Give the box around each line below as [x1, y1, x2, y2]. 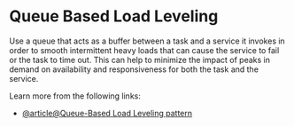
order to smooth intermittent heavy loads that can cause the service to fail [9, 44, 280, 55]
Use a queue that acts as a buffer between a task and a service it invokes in [9, 36, 285, 46]
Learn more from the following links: [9, 91, 142, 101]
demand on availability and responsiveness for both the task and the [9, 64, 259, 75]
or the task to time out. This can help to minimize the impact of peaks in [9, 54, 270, 65]
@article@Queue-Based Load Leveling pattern [21, 107, 193, 118]
